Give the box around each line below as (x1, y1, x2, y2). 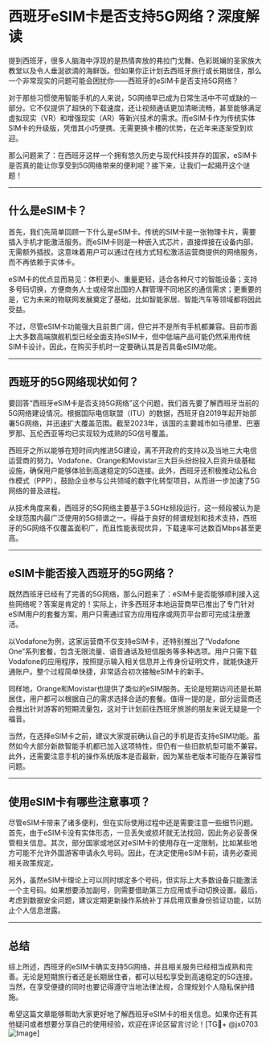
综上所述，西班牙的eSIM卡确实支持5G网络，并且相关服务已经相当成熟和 (8, 962, 247, 971)
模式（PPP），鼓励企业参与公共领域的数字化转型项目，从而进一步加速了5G (14, 475, 260, 485)
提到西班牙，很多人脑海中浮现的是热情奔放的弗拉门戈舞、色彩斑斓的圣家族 (8, 56, 255, 65)
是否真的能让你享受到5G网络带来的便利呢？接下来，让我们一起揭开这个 (8, 160, 243, 170)
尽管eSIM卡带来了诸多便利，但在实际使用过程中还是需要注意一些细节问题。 (8, 818, 258, 828)
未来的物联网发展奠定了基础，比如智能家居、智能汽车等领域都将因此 (35, 294, 262, 304)
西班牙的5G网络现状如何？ (8, 376, 139, 389)
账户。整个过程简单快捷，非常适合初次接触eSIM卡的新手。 (14, 666, 209, 677)
